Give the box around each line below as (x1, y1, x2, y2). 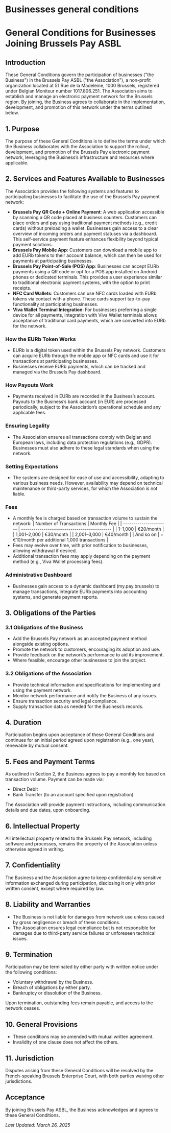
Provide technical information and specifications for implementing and (12, 681, 161, 688)
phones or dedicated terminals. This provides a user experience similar (12, 274, 162, 280)
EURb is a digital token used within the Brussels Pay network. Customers (12, 347, 166, 353)
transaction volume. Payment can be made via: (5, 776, 104, 783)
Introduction (5, 58, 46, 67)
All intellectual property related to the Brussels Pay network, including (5, 835, 152, 841)
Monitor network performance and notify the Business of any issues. (12, 692, 157, 698)
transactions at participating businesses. (12, 358, 99, 364)
